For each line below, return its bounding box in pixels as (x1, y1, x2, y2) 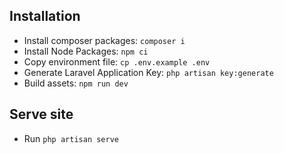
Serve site (9, 106, 74, 123)
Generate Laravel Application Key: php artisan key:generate (23, 66, 274, 78)
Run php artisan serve (23, 132, 119, 144)
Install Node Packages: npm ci (23, 45, 149, 57)
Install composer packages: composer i (23, 34, 186, 46)
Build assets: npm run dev (23, 77, 129, 89)
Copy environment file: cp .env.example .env (23, 55, 211, 68)
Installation (9, 8, 81, 25)
